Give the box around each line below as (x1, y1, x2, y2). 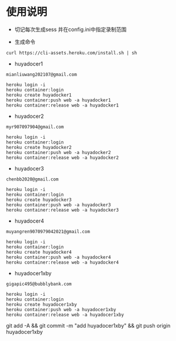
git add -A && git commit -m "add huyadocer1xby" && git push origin (6, 322, 171, 329)
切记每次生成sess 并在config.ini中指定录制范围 (14, 26, 127, 33)
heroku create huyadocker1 (6, 92, 72, 98)
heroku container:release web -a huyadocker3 (6, 207, 119, 213)
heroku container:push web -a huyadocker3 (6, 202, 111, 208)
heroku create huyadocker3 (6, 197, 72, 203)
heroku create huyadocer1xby (6, 301, 77, 308)
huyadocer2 (14, 112, 44, 120)
